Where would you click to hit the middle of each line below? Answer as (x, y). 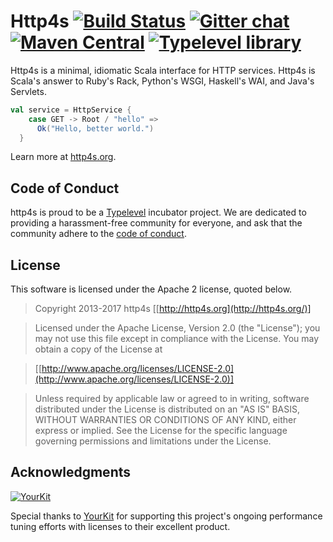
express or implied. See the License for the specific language (161, 431)
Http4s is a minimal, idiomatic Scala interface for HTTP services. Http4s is (163, 70)
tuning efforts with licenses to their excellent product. (120, 526)
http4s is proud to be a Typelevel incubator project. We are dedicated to (158, 212)
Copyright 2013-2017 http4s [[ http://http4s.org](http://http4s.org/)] (173, 309)
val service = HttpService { (71, 110)
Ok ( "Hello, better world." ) (95, 128)
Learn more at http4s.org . (63, 157)
